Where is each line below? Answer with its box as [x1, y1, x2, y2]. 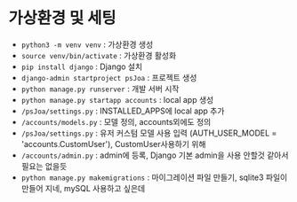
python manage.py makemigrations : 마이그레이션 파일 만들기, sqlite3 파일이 [20, 172, 288, 183]
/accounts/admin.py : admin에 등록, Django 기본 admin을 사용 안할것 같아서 [20, 150, 289, 160]
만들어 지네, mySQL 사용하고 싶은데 [20, 183, 146, 193]
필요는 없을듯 [20, 160, 68, 171]
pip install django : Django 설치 [20, 61, 143, 72]
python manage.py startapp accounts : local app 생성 [20, 94, 214, 105]
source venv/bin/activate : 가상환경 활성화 [20, 50, 177, 60]
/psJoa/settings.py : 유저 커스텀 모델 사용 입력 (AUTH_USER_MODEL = [20, 128, 277, 138]
